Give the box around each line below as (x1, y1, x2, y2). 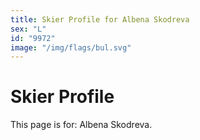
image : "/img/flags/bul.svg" (10, 42, 132, 53)
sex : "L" (10, 24, 47, 34)
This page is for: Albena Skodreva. (10, 119, 153, 131)
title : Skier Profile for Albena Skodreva (10, 14, 190, 25)
